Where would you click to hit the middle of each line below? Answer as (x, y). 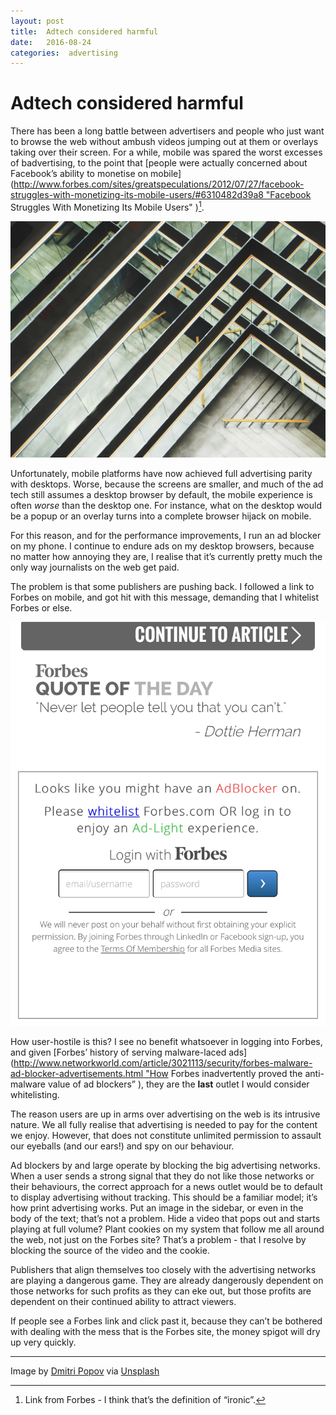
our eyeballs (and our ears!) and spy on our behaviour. (122, 1146)
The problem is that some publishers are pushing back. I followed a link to (162, 586)
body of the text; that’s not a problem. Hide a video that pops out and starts (165, 1218)
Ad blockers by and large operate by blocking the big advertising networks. (165, 1165)
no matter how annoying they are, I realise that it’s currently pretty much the (166, 556)
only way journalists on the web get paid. (95, 567)
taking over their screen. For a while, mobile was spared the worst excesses (166, 152)
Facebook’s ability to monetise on (79, 174)
